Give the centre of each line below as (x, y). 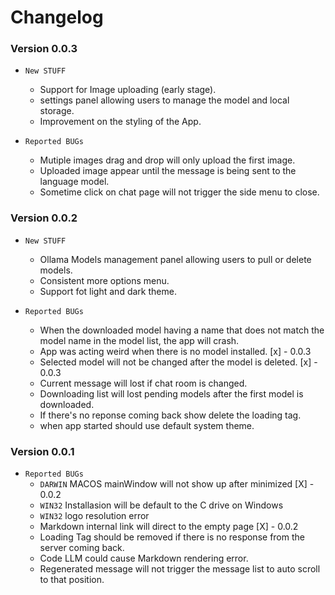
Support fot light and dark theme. (108, 291)
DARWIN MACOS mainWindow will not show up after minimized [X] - (177, 484)
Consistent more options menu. (104, 280)
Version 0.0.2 (44, 218)
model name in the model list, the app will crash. (139, 340)
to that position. (72, 580)
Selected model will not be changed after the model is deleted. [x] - (178, 362)
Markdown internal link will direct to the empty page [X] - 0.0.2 (169, 527)
